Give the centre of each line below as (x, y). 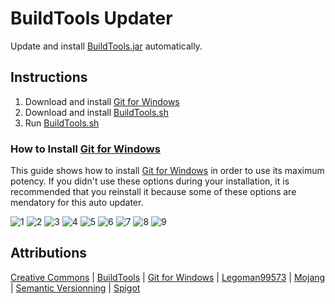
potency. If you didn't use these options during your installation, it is (150, 181)
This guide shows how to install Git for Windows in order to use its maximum (167, 171)
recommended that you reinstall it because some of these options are (153, 192)
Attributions (49, 253)
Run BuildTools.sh (62, 123)
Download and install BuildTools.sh (97, 112)
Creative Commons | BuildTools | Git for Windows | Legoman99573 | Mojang (168, 277)
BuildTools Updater (91, 18)
